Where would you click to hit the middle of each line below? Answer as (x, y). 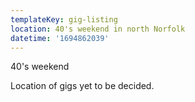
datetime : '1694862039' (60, 38)
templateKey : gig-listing (64, 19)
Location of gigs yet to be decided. (82, 86)
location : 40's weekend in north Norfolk (98, 29)
